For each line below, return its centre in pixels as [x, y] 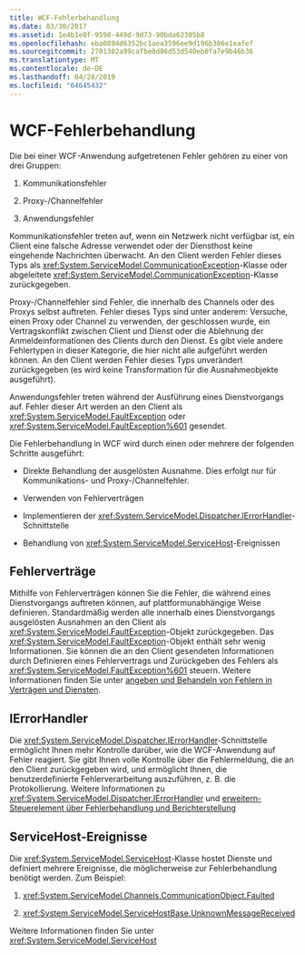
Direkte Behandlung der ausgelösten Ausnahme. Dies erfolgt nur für [149, 470]
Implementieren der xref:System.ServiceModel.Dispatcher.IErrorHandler [157, 516]
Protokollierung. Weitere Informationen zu [87, 789]
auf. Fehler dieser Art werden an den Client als [96, 407]
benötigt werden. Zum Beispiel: [68, 878]
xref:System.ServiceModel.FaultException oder [98, 416]
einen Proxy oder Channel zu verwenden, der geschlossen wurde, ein [140, 321]
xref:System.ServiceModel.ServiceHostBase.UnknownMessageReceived [159, 913]
